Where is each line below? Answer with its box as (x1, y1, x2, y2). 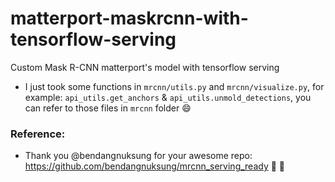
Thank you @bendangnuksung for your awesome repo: (24, 150, 253, 162)
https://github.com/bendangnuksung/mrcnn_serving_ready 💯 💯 (24, 160, 286, 172)
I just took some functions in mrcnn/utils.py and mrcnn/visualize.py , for (24, 80, 325, 92)
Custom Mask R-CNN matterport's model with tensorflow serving (10, 61, 280, 73)
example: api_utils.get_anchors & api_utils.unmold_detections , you (24, 91, 312, 103)
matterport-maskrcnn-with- (10, 7, 249, 30)
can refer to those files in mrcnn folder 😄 (24, 102, 192, 114)
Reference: (10, 127, 66, 141)
